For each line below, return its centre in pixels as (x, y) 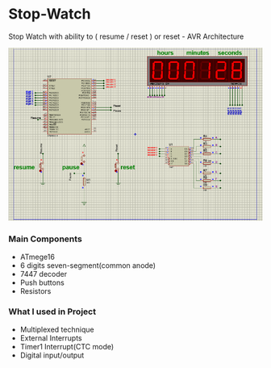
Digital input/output (52, 355)
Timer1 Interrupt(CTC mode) (67, 346)
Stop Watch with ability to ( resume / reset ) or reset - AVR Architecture (126, 36)
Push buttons (42, 282)
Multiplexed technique (57, 329)
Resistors (35, 291)
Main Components (45, 239)
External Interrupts (51, 338)
